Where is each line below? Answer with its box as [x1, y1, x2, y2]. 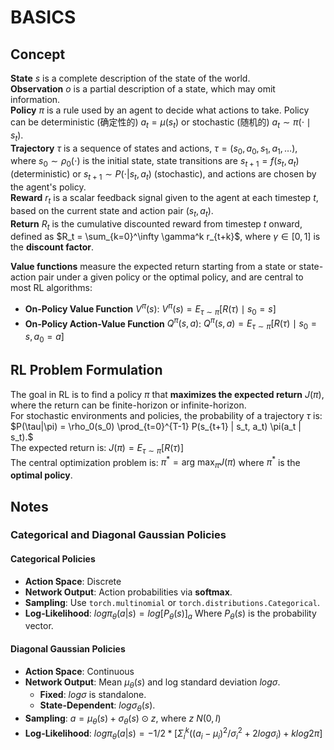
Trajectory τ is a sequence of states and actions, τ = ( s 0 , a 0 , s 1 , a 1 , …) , [10, 142, 298, 156]
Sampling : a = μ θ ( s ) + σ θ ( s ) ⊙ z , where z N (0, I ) [24, 712, 222, 727]
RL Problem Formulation [10, 362, 163, 379]
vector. [24, 620, 54, 632]
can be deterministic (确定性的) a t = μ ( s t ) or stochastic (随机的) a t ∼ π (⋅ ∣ [10, 116, 312, 130]
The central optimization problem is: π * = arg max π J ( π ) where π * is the [10, 454, 301, 471]
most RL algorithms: [10, 282, 93, 294]
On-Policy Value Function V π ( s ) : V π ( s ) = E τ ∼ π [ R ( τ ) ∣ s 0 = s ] [24, 301, 277, 317]
